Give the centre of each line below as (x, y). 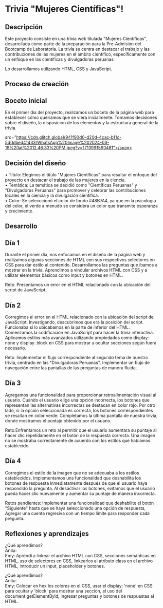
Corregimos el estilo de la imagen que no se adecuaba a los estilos (72, 473)
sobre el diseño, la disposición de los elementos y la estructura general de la (82, 123)
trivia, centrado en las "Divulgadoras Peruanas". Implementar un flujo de (77, 363)
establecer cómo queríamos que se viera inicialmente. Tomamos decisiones (81, 117)
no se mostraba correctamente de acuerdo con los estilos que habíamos (78, 440)
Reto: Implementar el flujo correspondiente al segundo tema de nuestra (76, 358)
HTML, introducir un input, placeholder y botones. (55, 566)
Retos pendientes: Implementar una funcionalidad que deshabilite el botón (80, 503)
